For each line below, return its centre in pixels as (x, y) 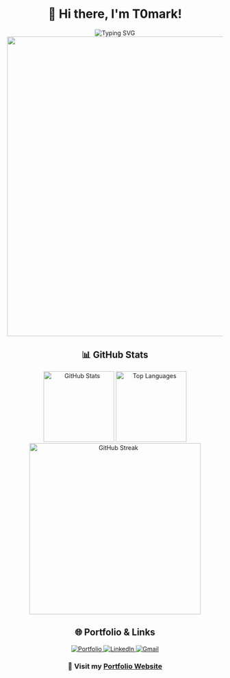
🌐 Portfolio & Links (115, 632)
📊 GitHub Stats (115, 355)
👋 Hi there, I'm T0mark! (115, 14)
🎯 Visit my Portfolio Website (115, 666)
